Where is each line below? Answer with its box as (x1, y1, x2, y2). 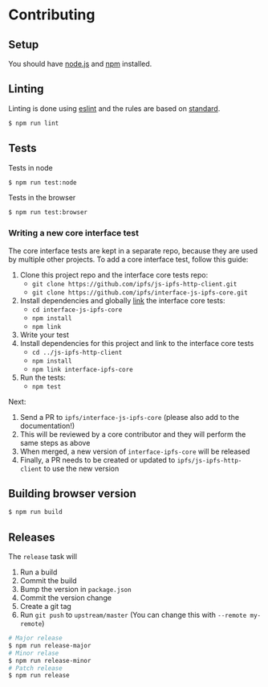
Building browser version (8, 487, 136, 500)
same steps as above (19, 438, 91, 447)
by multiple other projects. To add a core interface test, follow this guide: (8, 254, 249, 264)
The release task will (8, 552, 78, 562)
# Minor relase (8, 649, 59, 657)
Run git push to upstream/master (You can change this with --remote (19, 610, 247, 620)
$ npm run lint (8, 119, 59, 127)
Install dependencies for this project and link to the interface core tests (19, 338, 254, 348)
